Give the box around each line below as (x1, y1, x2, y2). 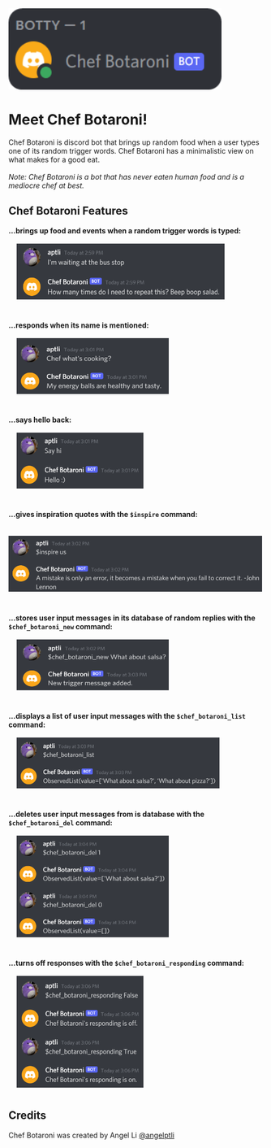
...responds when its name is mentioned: (8, 320, 149, 330)
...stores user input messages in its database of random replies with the (8, 613, 256, 623)
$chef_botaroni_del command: (8, 817, 113, 828)
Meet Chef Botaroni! (8, 111, 148, 129)
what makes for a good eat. (8, 154, 100, 164)
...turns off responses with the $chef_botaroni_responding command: (8, 959, 245, 968)
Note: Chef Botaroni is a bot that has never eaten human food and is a (8, 172, 245, 181)
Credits (8, 1109, 47, 1123)
